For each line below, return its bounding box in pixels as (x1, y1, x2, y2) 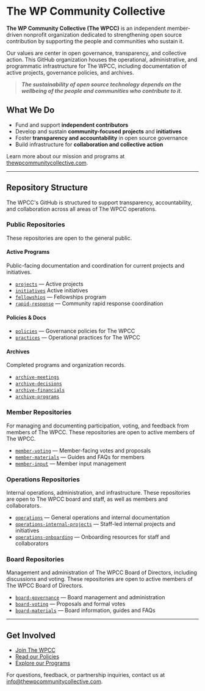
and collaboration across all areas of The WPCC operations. (6, 205, 157, 212)
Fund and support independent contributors (15, 121, 129, 128)
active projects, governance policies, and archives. (6, 68, 134, 76)
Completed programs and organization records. (6, 361, 126, 369)
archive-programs (15, 394, 60, 400)
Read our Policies (15, 653, 60, 660)
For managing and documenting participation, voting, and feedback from (6, 422, 189, 429)
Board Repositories (6, 555, 65, 563)
